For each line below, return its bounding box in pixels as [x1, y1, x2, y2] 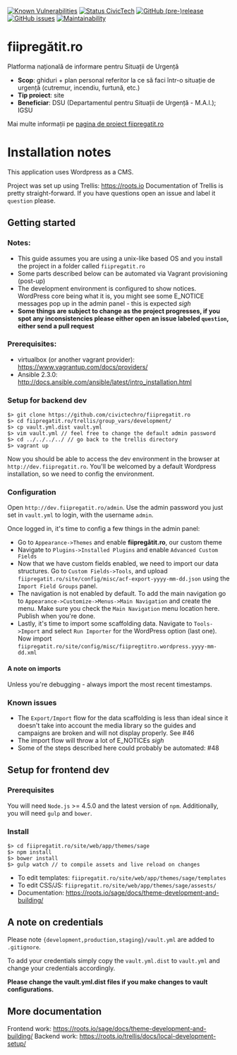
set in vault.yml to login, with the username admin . [7, 511, 154, 519]
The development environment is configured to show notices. [17, 284, 197, 292]
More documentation [7, 1006, 102, 1018]
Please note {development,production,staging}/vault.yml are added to [7, 935, 215, 943]
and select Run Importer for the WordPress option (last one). [41, 627, 217, 636]
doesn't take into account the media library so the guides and [17, 721, 196, 729]
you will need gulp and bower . [7, 809, 92, 817]
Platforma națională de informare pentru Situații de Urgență [7, 62, 179, 71]
